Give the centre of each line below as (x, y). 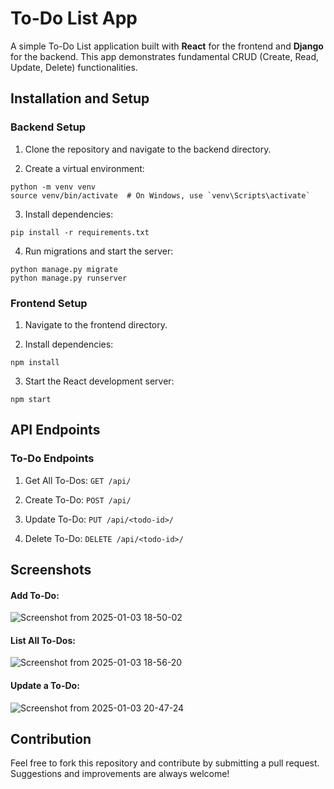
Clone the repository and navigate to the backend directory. (148, 149)
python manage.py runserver (69, 278)
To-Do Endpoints (52, 459)
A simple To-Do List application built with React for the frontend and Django (167, 46)
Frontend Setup (49, 303)
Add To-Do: (35, 595)
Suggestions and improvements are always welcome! (120, 774)
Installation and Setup (80, 98)
